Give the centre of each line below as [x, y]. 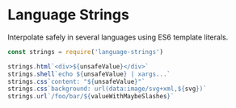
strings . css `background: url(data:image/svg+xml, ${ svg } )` [107, 89]
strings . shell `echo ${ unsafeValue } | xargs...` [89, 74]
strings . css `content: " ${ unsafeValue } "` [77, 81]
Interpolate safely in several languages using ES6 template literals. [118, 37]
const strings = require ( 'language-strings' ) [85, 52]
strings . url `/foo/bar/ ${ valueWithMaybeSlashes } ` [91, 97]
